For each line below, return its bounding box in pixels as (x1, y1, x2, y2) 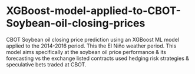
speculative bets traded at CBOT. (6, 60, 87, 68)
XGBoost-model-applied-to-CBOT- (6, 4, 181, 18)
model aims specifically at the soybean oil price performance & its (6, 48, 167, 55)
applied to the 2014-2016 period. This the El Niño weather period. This (6, 42, 177, 49)
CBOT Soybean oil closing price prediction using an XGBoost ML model (6, 36, 180, 43)
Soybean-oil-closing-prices (6, 16, 146, 30)
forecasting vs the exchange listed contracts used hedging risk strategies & (6, 55, 190, 62)
